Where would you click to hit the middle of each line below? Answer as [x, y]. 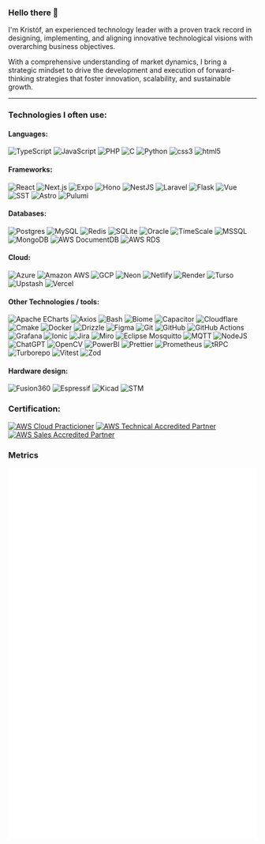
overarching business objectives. [62, 47]
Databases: [28, 213]
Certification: [34, 409]
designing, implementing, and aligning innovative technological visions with [131, 38]
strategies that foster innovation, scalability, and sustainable [133, 79]
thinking [21, 79]
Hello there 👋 [34, 13]
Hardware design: [38, 371]
